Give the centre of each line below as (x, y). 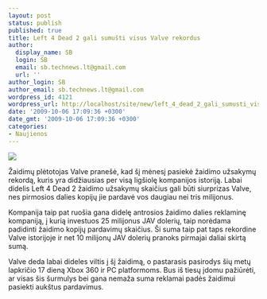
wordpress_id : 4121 (41, 97)
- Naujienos (28, 134)
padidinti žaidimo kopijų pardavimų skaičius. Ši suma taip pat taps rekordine (132, 229)
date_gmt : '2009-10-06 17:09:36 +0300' (74, 119)
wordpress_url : (33, 104)
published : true (35, 30)
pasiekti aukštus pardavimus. (56, 286)
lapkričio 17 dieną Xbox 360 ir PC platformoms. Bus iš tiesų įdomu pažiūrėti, (132, 270)
